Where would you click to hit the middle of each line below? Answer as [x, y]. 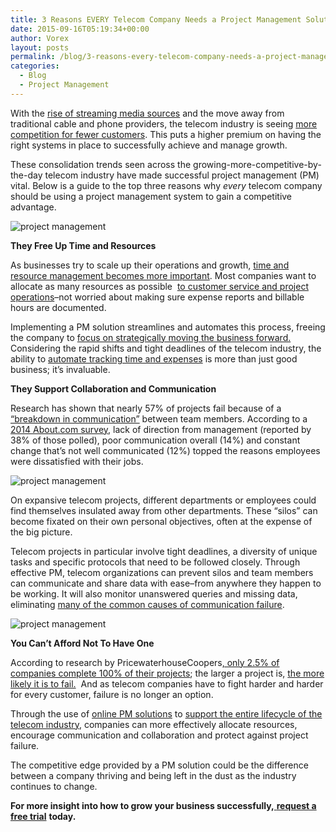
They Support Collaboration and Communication [113, 388]
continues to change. [54, 786]
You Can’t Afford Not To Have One [82, 643]
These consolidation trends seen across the [101, 164]
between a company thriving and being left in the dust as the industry [153, 775]
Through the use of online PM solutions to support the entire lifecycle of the [166, 713]
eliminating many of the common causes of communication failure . [147, 604]
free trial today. [43, 816]
